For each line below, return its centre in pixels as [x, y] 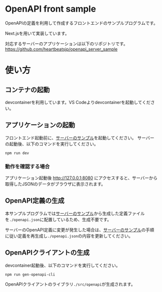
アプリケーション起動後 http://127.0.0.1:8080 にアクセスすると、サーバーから [81, 178]
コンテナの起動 [27, 90]
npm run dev [17, 153]
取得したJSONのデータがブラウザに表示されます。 [55, 184]
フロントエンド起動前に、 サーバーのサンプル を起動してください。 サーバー [80, 137]
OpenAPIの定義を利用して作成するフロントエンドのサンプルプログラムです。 [81, 23]
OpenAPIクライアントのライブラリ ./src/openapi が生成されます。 [70, 284]
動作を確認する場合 [27, 166]
